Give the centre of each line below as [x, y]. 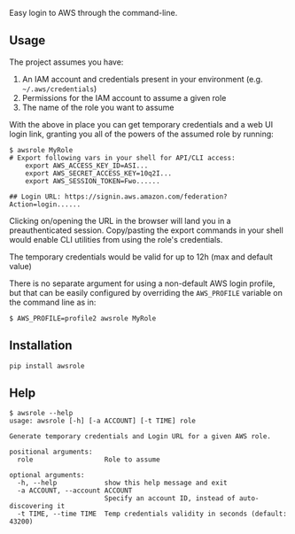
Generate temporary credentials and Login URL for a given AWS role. [140, 437]
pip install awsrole [47, 366]
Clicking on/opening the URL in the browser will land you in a [120, 221]
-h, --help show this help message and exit [122, 483]
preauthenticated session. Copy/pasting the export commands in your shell [146, 230]
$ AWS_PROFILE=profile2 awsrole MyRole [83, 318]
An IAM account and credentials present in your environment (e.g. [142, 79]
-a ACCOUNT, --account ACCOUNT [75, 491]
